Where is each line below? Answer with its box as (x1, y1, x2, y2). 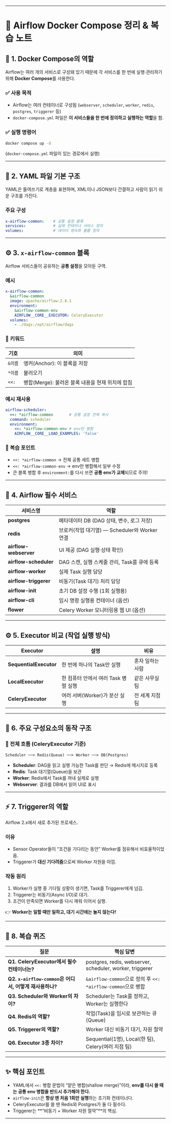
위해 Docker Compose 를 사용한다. (5, 75, 75, 81)
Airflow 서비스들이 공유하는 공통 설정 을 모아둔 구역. (5, 263, 107, 269)
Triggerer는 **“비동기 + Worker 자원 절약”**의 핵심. (12, 1108, 118, 1114)
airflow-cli (8, 597, 35, 604)
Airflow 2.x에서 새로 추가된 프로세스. (5, 819, 78, 825)
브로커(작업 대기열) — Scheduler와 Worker (59, 527, 158, 534)
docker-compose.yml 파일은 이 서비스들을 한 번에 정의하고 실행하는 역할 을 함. (12, 115, 164, 121)
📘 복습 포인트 (5, 444, 36, 452)
